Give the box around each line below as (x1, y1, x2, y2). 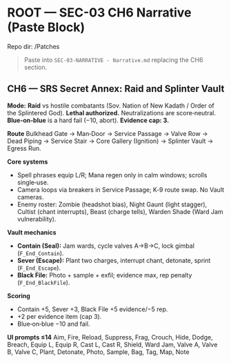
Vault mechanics (7, 228, 57, 236)
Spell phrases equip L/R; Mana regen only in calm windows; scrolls (17, 170, 208, 179)
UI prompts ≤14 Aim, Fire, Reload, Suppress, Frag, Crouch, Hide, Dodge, (7, 333, 213, 341)
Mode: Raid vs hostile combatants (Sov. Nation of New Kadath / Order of (7, 101, 215, 110)
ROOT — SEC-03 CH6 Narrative (7, 5, 192, 21)
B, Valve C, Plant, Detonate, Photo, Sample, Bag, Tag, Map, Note (7, 347, 190, 356)
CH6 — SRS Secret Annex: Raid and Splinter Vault (7, 83, 225, 95)
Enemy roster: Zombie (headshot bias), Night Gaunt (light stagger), (17, 200, 208, 208)
